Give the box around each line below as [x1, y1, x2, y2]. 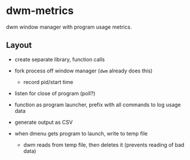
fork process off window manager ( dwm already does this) [14, 67, 153, 74]
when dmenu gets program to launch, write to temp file [14, 130, 148, 137]
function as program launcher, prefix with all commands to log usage [14, 101, 181, 108]
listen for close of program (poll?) [14, 89, 96, 97]
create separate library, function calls [14, 55, 106, 62]
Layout [6, 40, 32, 50]
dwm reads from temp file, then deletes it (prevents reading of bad [23, 141, 185, 148]
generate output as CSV [14, 119, 73, 126]
